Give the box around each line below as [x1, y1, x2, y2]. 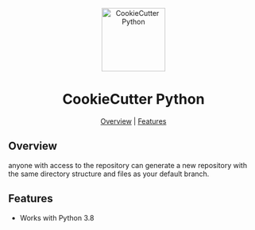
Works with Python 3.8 [19, 213, 95, 222]
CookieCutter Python [62, 90, 205, 109]
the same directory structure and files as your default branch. [8, 169, 210, 178]
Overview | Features [100, 116, 167, 126]
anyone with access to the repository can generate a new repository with [8, 160, 248, 170]
